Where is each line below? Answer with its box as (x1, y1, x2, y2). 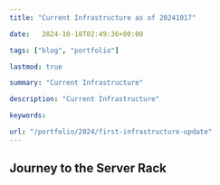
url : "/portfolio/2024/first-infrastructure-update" (9, 127, 213, 136)
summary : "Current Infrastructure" (9, 79, 144, 88)
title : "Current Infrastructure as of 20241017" (9, 13, 196, 23)
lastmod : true (9, 62, 63, 71)
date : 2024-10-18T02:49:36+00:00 (9, 29, 144, 39)
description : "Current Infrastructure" (9, 95, 160, 104)
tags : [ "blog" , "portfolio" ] (9, 46, 120, 55)
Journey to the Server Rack (9, 161, 167, 176)
